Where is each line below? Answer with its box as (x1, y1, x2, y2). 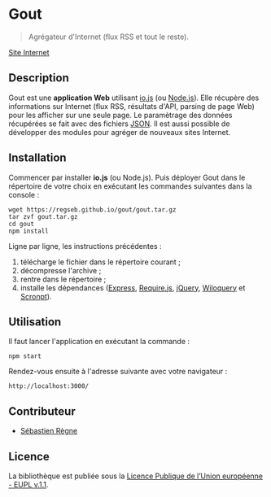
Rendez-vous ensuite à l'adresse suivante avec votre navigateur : (8, 367, 228, 377)
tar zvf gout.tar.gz (8, 212, 79, 220)
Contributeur (8, 404, 76, 418)
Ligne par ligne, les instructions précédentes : (8, 241, 162, 251)
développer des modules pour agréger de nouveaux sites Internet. (8, 127, 231, 137)
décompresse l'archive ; (20, 265, 102, 275)
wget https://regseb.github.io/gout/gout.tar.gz (8, 205, 177, 214)
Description (8, 71, 69, 85)
